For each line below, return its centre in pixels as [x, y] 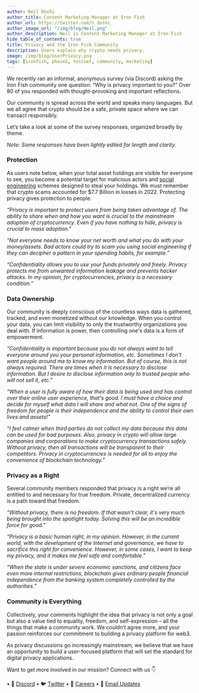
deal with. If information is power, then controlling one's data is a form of [95, 331]
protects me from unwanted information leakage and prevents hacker [92, 271]
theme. [15, 133]
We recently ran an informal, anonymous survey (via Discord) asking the [95, 79]
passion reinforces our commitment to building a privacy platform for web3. [99, 634]
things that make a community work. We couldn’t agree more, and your [93, 627]
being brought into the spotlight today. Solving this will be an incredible [94, 519]
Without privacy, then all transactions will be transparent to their [86, 447]
